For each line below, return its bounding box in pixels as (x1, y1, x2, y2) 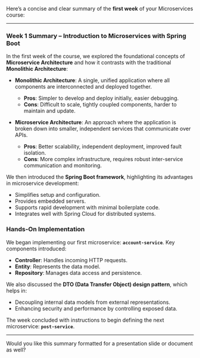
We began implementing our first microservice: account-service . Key (6, 238, 175, 246)
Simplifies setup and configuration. (14, 191, 101, 199)
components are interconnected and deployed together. (14, 83, 152, 90)
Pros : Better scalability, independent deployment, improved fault (23, 143, 182, 150)
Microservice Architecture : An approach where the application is (14, 119, 177, 126)
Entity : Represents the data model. (14, 263, 101, 270)
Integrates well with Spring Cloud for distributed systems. (14, 211, 156, 218)
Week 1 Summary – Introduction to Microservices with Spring (6, 32, 186, 40)
